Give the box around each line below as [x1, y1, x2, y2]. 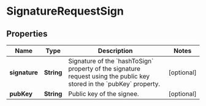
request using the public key [68, 72, 150, 80]
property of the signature [68, 65, 141, 72]
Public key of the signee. [68, 90, 139, 98]
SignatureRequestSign [6, 4, 124, 18]
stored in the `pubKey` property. [68, 80, 161, 88]
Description [97, 47, 133, 55]
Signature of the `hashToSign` [68, 57, 154, 65]
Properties [6, 29, 48, 39]
